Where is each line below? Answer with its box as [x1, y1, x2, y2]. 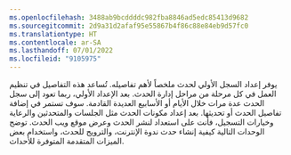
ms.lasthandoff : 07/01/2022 [9, 46, 114, 55]
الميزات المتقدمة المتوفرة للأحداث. [9, 135, 125, 146]
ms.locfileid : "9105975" [9, 54, 101, 63]
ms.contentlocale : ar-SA [9, 37, 101, 47]
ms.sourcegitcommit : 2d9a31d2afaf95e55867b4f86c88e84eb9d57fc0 [9, 21, 249, 30]
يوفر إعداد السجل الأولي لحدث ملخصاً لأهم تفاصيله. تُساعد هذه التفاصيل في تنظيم [9, 79, 278, 89]
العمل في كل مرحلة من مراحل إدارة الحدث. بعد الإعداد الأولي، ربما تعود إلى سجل [9, 88, 277, 99]
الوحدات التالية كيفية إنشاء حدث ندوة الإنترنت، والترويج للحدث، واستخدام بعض [9, 126, 265, 136]
